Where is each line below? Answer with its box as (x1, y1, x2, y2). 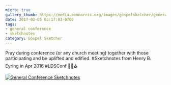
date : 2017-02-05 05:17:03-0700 (5, 17, 74, 22)
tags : (5, 21, 17, 27)
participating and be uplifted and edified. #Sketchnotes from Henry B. (5, 55, 152, 61)
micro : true (5, 7, 31, 13)
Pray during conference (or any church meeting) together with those (5, 49, 149, 56)
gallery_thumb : (5, 12, 38, 17)
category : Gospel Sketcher (5, 36, 63, 41)
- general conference (5, 26, 51, 32)
